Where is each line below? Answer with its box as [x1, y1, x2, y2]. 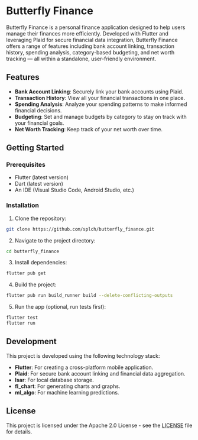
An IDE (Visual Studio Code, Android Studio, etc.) [14, 186, 135, 193]
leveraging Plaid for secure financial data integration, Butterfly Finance [6, 36, 178, 43]
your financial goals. [14, 119, 64, 127]
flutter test [6, 315, 38, 321]
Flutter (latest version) [14, 174, 69, 181]
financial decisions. [14, 106, 62, 114]
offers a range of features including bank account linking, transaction [6, 43, 174, 50]
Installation [6, 201, 40, 209]
